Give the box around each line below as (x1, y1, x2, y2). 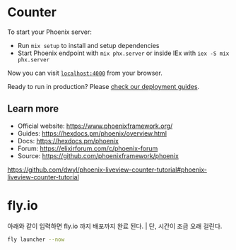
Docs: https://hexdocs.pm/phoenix (17, 136, 119, 145)
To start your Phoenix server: (7, 28, 92, 36)
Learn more (7, 103, 59, 115)
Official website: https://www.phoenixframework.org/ (17, 121, 173, 130)
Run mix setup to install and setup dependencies (17, 41, 160, 49)
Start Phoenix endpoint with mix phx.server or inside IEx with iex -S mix (17, 49, 230, 57)
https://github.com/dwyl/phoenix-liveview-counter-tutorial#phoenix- (7, 165, 207, 174)
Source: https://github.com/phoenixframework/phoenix (17, 151, 179, 160)
